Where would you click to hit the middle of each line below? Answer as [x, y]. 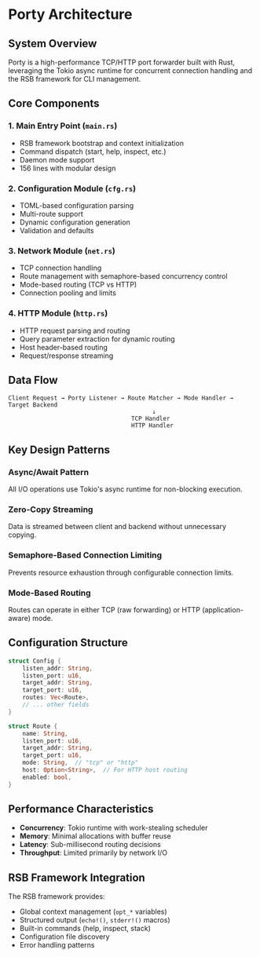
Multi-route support [51, 214]
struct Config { [35, 661]
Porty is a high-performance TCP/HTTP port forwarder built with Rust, [122, 62]
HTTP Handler [152, 426]
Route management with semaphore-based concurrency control [123, 276]
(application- [222, 609]
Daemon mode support [57, 159]
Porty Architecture [70, 15]
